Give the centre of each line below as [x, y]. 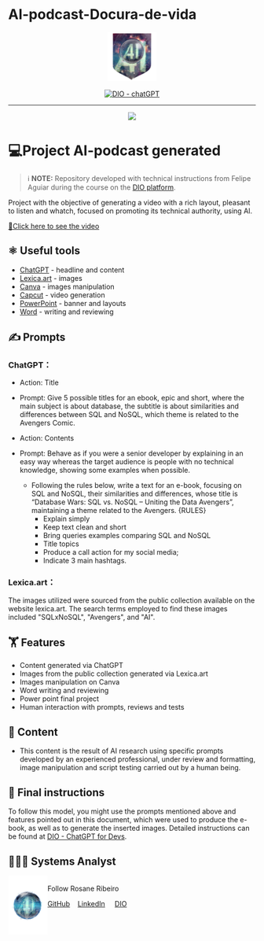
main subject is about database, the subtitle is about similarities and [129, 406]
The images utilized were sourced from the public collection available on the [132, 600]
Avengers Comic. [48, 423]
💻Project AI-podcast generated [115, 151]
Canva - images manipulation [67, 286]
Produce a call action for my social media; [111, 552]
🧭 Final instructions [56, 792]
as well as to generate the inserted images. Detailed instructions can [139, 828]
